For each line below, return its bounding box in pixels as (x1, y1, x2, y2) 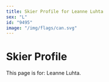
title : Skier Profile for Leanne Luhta (6, 8, 104, 15)
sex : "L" (6, 14, 28, 20)
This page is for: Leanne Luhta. (6, 70, 81, 77)
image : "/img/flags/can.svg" (6, 25, 77, 31)
